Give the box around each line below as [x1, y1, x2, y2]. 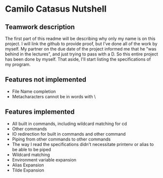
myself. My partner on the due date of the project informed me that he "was [5, 46, 157, 52]
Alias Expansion [12, 162, 44, 168]
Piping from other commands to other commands [12, 136, 111, 142]
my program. [5, 62, 31, 67]
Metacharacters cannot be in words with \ [12, 93, 96, 99]
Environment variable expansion [12, 157, 77, 162]
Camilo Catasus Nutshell [5, 3, 107, 15]
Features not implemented [5, 75, 86, 84]
